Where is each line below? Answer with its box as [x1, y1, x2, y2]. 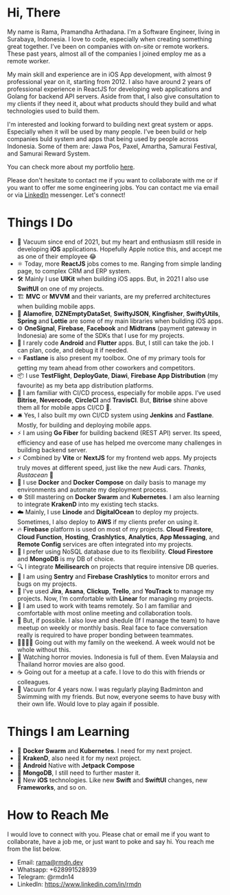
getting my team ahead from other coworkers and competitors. [16, 364, 196, 372]
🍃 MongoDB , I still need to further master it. [16, 768, 141, 777]
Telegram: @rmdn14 [16, 872, 74, 881]
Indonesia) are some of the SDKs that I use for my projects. [16, 331, 185, 339]
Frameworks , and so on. [16, 783, 87, 791]
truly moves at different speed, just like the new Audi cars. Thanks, [16, 463, 207, 472]
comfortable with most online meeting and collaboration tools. [16, 609, 193, 617]
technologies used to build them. [7, 107, 100, 115]
